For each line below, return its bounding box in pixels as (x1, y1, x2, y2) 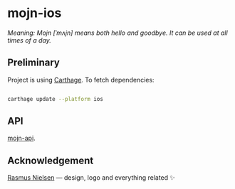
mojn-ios (7, 5, 62, 21)
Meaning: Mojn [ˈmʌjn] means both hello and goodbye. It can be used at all (7, 28, 228, 37)
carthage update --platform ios (7, 95, 103, 102)
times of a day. (7, 36, 51, 44)
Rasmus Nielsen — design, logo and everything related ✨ (7, 173, 176, 182)
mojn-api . (7, 134, 36, 143)
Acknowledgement (7, 154, 94, 166)
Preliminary (7, 57, 61, 69)
